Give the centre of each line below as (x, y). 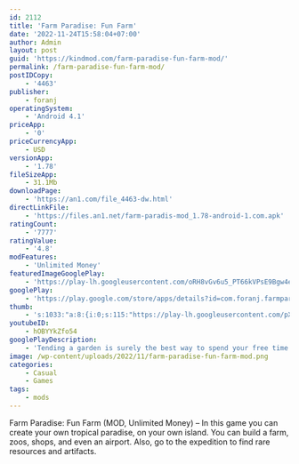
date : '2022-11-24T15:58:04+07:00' (75, 34)
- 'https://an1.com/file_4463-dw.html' (99, 200)
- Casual (41, 373)
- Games (39, 381)
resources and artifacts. (53, 451)
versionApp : (31, 158)
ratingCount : (33, 224)
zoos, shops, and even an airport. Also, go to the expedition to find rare (140, 442)
